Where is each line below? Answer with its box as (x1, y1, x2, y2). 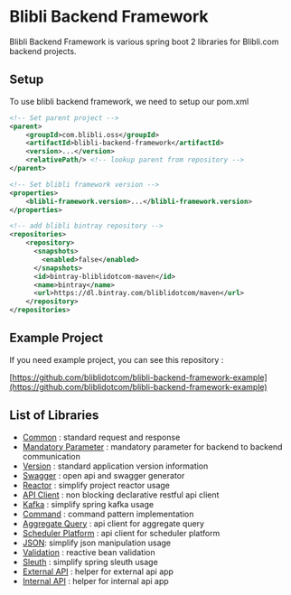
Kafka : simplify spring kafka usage (22, 498, 155, 509)
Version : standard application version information (22, 460, 209, 471)
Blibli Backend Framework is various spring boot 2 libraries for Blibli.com (9, 36, 279, 47)
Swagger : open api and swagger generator (22, 469, 185, 480)
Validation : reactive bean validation (22, 546, 155, 557)
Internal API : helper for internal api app (22, 575, 169, 586)
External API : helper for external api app (22, 566, 174, 577)
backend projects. (9, 45, 77, 56)
